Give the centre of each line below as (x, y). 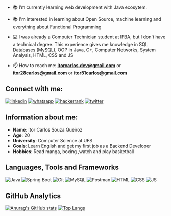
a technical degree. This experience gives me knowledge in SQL (80, 44)
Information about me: (42, 117)
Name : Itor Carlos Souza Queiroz (47, 129)
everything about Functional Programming (57, 27)
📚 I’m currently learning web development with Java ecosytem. (80, 7)
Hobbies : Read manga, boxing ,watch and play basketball (73, 151)
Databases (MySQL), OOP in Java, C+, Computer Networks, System (84, 50)
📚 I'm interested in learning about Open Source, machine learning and (87, 19)
